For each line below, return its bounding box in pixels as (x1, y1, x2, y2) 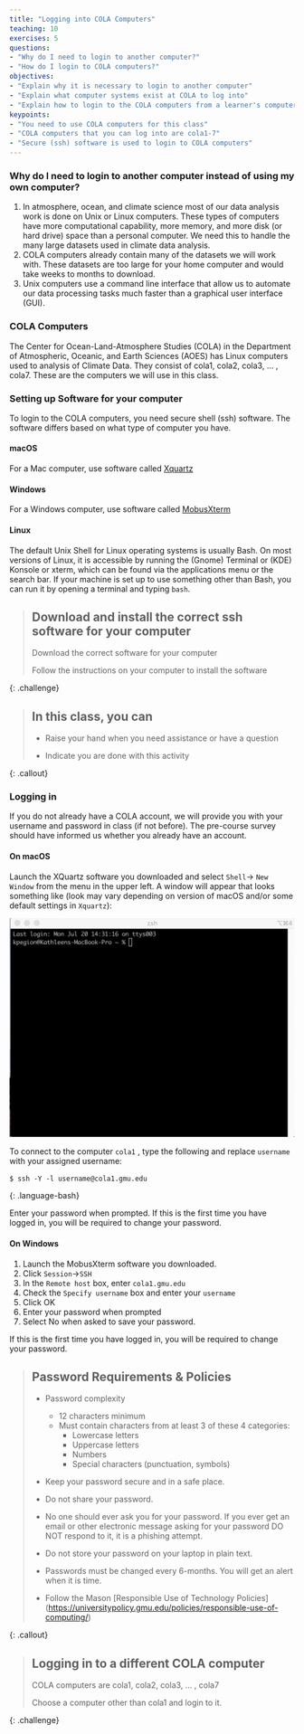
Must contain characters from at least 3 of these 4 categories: (58, 1420, 290, 1431)
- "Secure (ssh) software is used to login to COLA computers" (9, 138, 253, 148)
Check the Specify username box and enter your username (22, 1287, 236, 1298)
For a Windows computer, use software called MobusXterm (9, 504, 231, 515)
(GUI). (22, 298, 45, 308)
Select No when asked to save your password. (22, 1316, 196, 1327)
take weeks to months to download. (22, 269, 156, 280)
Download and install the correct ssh (31, 609, 243, 624)
